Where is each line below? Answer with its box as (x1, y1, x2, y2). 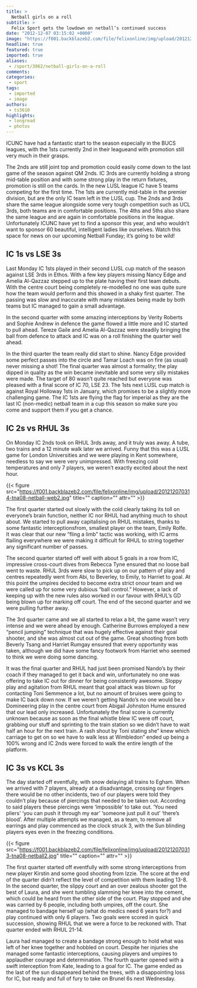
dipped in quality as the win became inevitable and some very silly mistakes (6, 369, 189, 376)
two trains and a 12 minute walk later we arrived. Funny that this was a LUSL (6, 445, 190, 452)
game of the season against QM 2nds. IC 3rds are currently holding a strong (6, 170, 191, 176)
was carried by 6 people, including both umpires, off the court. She (6, 901, 168, 909)
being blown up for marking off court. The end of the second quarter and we (6, 598, 191, 605)
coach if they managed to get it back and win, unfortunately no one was (6, 671, 180, 678)
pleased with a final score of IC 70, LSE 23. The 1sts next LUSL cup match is (6, 381, 190, 388)
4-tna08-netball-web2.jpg (6, 494, 69, 501)
